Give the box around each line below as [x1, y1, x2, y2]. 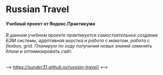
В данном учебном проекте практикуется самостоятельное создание [6, 32, 158, 39]
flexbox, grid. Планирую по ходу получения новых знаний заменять [6, 43, 152, 49]
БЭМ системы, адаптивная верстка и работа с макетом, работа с [6, 37, 150, 44]
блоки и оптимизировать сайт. [6, 48, 72, 54]
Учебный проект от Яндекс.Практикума [6, 20, 96, 26]
